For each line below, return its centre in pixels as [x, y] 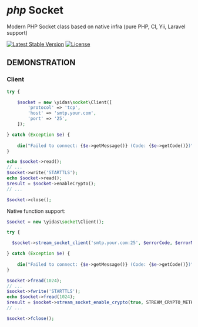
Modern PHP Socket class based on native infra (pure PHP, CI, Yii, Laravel [96, 26]
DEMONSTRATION [41, 63]
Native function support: [36, 211]
